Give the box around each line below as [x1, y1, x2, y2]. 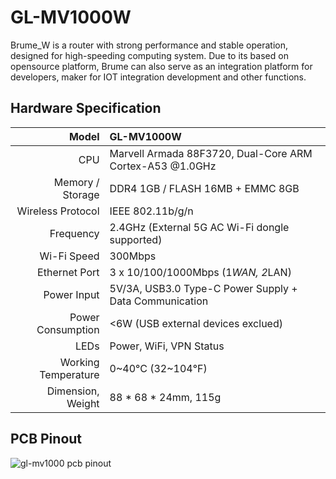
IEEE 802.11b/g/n [109, 204, 194, 218]
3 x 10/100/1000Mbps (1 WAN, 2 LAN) [109, 265, 292, 279]
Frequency [49, 226, 100, 240]
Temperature [39, 367, 100, 381]
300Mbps [109, 249, 157, 263]
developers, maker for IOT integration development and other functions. [10, 71, 307, 83]
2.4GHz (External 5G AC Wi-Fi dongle [109, 220, 290, 234]
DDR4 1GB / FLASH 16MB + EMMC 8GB [109, 181, 300, 195]
